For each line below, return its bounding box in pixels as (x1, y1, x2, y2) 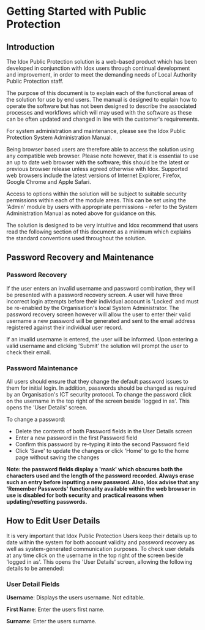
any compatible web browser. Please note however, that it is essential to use (6, 152, 199, 159)
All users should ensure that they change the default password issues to (6, 378, 188, 385)
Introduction (6, 42, 55, 52)
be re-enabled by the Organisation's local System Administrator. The (6, 304, 179, 311)
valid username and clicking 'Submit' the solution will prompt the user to (6, 342, 188, 349)
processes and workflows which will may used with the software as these (6, 109, 192, 116)
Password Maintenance (6, 363, 78, 372)
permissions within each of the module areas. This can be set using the (6, 197, 187, 203)
